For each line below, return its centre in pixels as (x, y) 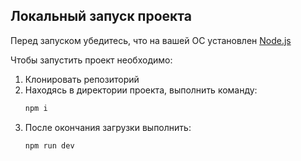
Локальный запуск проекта (101, 16)
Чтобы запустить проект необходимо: (91, 60)
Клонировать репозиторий (82, 79)
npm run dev (49, 145)
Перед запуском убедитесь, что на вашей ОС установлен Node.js (151, 40)
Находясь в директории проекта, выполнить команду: (141, 90)
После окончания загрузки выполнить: (108, 127)
